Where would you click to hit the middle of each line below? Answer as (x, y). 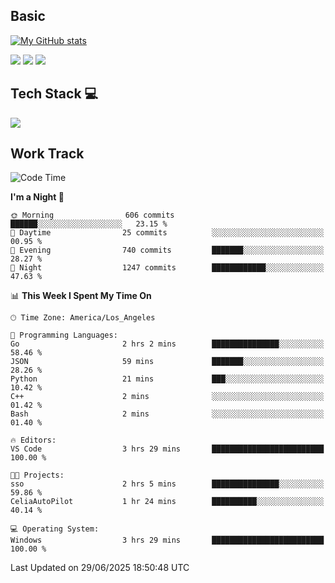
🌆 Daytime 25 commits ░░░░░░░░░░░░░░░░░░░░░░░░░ (167, 233)
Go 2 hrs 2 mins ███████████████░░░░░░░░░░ (167, 344)
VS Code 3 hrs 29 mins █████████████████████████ (167, 449)
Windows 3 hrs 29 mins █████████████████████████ (167, 540)
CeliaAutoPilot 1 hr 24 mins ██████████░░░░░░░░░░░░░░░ (167, 502)
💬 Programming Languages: (64, 335)
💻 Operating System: (55, 529)
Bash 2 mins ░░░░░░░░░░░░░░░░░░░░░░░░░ (167, 414)
